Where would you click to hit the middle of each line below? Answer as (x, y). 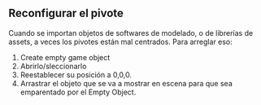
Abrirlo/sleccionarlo (53, 66)
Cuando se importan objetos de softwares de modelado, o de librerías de (131, 33)
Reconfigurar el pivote (66, 13)
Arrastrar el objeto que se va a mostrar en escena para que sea (126, 83)
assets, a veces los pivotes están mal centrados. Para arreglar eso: (121, 42)
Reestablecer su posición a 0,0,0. (76, 74)
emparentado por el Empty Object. (78, 92)
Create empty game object (65, 57)
